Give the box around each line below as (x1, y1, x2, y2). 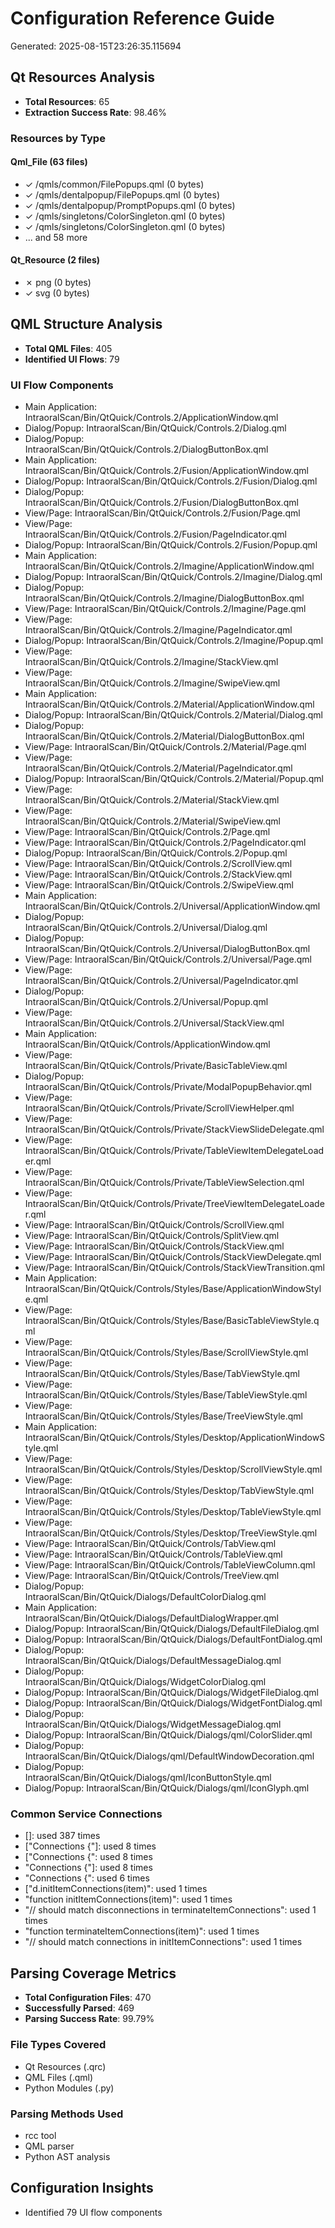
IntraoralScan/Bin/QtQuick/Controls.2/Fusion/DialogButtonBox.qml (24, 497, 299, 509)
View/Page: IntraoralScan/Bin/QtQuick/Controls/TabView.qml (24, 1538, 277, 1550)
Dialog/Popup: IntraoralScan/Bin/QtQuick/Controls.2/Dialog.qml (24, 422, 287, 434)
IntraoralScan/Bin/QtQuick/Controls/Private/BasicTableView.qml (24, 1060, 288, 1072)
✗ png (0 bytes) (24, 277, 92, 289)
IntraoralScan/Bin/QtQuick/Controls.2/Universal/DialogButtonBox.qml (24, 943, 311, 955)
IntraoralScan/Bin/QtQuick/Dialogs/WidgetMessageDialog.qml (24, 1718, 282, 1731)
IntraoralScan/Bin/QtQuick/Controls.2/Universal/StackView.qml (24, 1017, 285, 1029)
